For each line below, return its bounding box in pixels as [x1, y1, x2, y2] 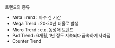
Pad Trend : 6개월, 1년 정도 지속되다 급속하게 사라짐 [12, 33, 111, 38]
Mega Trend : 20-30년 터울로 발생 [12, 21, 79, 26]
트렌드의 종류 [5, 4, 30, 10]
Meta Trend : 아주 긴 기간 [12, 15, 61, 20]
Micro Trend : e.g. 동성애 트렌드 [12, 27, 74, 32]
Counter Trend [12, 38, 42, 44]
